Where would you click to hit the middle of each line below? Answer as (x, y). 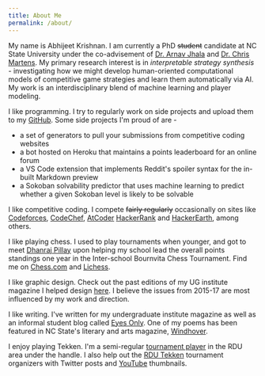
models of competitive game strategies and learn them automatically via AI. (131, 79)
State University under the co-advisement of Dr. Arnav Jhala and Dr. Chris (129, 54)
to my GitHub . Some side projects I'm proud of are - (93, 120)
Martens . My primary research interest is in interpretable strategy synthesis (131, 62)
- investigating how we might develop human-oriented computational (121, 70)
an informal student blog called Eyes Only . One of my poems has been (123, 322)
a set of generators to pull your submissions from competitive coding (132, 135)
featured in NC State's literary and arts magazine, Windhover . (108, 331)
